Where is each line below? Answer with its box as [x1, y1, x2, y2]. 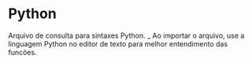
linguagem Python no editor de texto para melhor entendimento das [8, 39, 228, 48]
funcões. [8, 47, 37, 57]
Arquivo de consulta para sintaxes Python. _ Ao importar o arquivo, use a [8, 31, 245, 40]
